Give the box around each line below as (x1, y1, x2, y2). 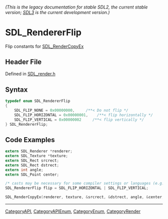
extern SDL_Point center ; (5, 172, 59, 177)
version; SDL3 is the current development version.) (5, 9, 110, 15)
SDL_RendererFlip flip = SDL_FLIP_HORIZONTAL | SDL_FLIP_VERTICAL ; (5, 186, 149, 191)
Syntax (5, 85, 28, 94)
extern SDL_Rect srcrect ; (5, 158, 59, 163)
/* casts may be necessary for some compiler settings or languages (5, 181, 151, 186)
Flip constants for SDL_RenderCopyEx (5, 43, 84, 49)
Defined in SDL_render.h (5, 71, 56, 77)
